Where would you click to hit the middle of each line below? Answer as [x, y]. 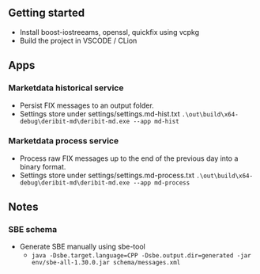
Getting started [47, 13]
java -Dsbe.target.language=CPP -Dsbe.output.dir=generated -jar [141, 256]
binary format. [43, 166]
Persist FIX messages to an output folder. [87, 105]
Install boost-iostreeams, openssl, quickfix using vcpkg [109, 32]
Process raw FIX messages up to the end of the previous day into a [129, 158]
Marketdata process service [64, 141]
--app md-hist [156, 121]
